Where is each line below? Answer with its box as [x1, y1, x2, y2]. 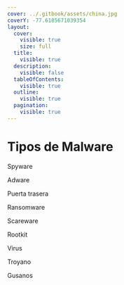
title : [13, 50, 33, 57]
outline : [13, 89, 39, 96]
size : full [20, 43, 52, 50]
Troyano [7, 258, 32, 266]
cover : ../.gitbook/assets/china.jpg [7, 10, 118, 18]
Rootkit [7, 230, 28, 239]
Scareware [7, 216, 39, 225]
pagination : [13, 102, 49, 109]
